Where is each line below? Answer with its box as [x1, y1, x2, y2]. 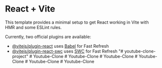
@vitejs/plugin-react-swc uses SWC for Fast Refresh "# [12, 48, 123, 54]
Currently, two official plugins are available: [5, 34, 91, 40]
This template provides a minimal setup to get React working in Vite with [5, 19, 149, 25]
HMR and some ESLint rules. [5, 24, 62, 30]
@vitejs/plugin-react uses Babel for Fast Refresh [12, 43, 109, 49]
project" [12, 53, 29, 59]
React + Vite [5, 3, 56, 14]
